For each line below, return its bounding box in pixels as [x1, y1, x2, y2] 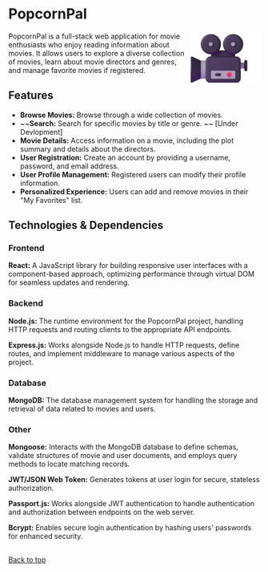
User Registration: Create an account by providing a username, [19, 152, 230, 162]
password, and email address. [19, 161, 119, 171]
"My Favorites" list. [19, 195, 83, 205]
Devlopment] [19, 127, 63, 136]
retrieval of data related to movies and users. [8, 404, 156, 414]
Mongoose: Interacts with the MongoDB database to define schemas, [8, 442, 238, 452]
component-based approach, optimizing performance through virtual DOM [8, 270, 254, 279]
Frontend [8, 242, 45, 254]
